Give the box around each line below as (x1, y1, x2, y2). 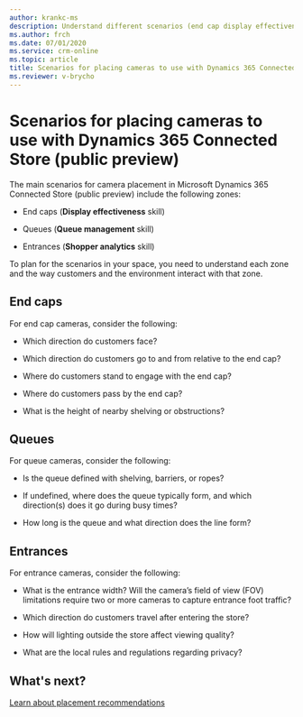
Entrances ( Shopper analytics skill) (22, 241, 155, 252)
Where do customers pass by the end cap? (22, 388, 183, 399)
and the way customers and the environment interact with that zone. (9, 268, 263, 279)
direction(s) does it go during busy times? (22, 500, 178, 510)
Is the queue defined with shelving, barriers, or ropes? (22, 473, 225, 483)
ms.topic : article (9, 55, 78, 64)
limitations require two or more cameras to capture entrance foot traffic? (22, 594, 291, 605)
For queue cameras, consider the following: (9, 455, 171, 466)
